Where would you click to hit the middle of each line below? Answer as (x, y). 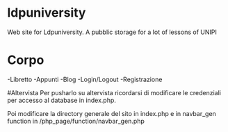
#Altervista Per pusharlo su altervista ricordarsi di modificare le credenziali (114, 92)
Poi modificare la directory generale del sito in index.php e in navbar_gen (112, 113)
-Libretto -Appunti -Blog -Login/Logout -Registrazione (85, 79)
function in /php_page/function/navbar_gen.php (76, 121)
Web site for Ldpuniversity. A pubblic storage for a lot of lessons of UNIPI (112, 32)
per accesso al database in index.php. (62, 100)
